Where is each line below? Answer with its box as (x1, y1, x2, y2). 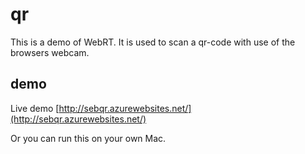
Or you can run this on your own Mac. (10, 132, 167, 144)
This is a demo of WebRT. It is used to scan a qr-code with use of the (10, 36, 296, 48)
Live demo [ (10, 102, 60, 114)
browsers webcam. (10, 46, 90, 58)
